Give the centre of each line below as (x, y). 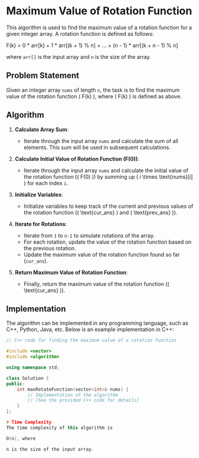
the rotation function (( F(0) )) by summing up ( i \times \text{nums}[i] (108, 176)
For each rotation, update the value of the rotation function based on (108, 242)
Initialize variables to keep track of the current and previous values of (108, 206)
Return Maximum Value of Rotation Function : (71, 272)
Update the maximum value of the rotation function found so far (102, 254)
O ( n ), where (21, 438)
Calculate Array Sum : (42, 129)
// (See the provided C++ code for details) (83, 400)
